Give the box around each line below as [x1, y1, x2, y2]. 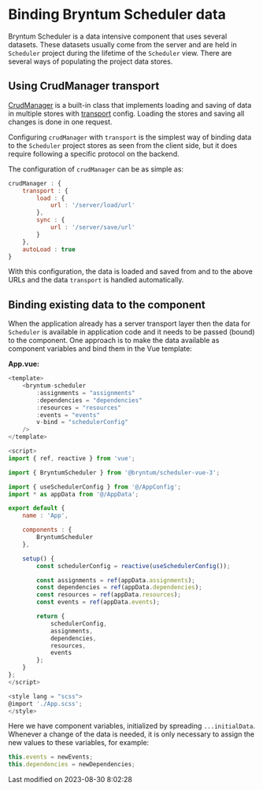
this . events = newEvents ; [8, 753, 93, 761]
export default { [8, 504, 65, 512]
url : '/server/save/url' [50, 223, 135, 231]
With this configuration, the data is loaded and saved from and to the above [8, 267, 254, 276]
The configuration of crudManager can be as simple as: [8, 164, 183, 174]
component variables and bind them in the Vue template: [8, 344, 193, 353]
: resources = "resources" [36, 404, 122, 412]
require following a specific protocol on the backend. [8, 149, 180, 158]
